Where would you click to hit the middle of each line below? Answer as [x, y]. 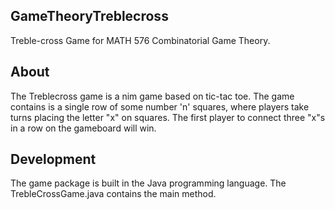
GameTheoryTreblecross [89, 16]
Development [53, 159]
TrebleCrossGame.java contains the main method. [113, 194]
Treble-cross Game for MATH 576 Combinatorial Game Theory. [140, 40]
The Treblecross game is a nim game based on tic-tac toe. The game [152, 96]
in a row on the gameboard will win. [83, 128]
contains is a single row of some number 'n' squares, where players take [160, 106]
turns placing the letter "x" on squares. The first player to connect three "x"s [168, 117]
